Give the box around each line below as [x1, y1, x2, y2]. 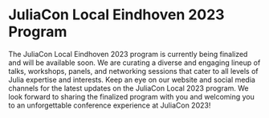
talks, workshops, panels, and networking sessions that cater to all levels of [8, 66, 259, 75]
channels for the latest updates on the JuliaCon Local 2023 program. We [8, 83, 249, 93]
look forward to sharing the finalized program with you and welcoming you [8, 92, 255, 101]
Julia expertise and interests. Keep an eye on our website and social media [8, 75, 255, 84]
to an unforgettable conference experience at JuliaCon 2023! [8, 100, 211, 110]
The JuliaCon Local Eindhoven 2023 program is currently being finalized [8, 49, 248, 59]
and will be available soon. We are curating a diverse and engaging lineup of [8, 58, 261, 67]
